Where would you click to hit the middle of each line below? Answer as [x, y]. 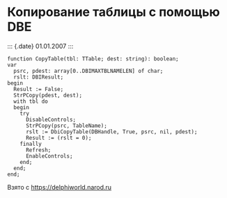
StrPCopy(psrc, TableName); [66, 126]
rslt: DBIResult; [39, 77]
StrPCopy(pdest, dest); [48, 95]
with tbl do [31, 101]
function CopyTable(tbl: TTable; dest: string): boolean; [93, 59]
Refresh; [38, 150]
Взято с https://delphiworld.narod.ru [60, 187]
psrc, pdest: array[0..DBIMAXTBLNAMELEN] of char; [88, 71]
